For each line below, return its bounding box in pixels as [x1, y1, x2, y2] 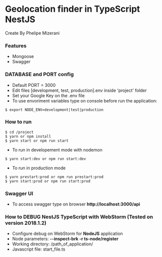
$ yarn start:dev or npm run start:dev [5, 156, 86, 161]
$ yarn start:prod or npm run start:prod [5, 179, 91, 183]
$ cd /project [5, 129, 34, 134]
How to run [5, 119, 32, 126]
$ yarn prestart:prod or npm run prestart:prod [5, 174, 104, 180]
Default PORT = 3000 [12, 82, 56, 88]
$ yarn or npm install [5, 134, 51, 139]
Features [5, 42, 27, 49]
